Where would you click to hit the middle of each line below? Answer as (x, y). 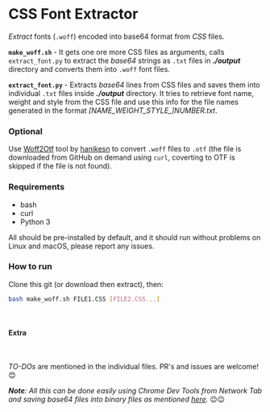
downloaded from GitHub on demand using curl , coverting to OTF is (122, 157)
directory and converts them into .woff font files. (89, 69)
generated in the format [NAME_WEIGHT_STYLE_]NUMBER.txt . (113, 110)
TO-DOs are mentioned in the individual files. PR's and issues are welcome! (134, 366)
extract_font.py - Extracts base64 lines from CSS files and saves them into (134, 85)
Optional (25, 131)
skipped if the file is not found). (60, 166)
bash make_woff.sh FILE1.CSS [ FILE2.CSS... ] (84, 299)
